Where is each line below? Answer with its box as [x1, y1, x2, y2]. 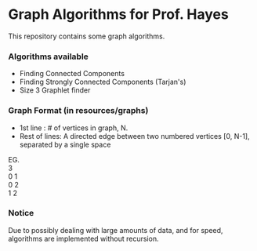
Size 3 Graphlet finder [19, 85, 91, 95]
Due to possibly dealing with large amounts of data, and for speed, [8, 225, 223, 235]
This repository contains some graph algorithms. [8, 31, 165, 41]
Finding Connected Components [19, 69, 125, 78]
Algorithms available [8, 51, 89, 62]
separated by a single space [19, 140, 111, 149]
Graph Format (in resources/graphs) [8, 105, 149, 116]
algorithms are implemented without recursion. [8, 234, 159, 243]
